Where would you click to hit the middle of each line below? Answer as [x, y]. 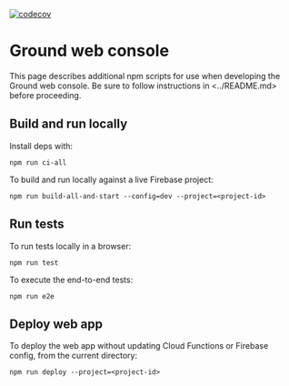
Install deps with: [41, 146]
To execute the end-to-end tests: [71, 279]
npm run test [34, 263]
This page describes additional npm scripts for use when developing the [145, 76]
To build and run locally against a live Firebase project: [111, 179]
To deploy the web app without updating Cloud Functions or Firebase [139, 346]
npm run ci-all [38, 163]
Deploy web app [56, 324]
